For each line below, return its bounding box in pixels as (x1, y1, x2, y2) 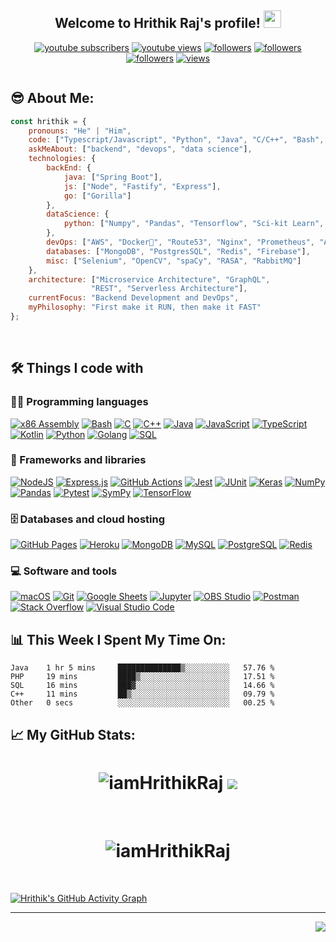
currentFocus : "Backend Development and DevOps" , (28, 293, 240, 303)
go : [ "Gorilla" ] (63, 191, 132, 201)
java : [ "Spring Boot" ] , (63, 172, 163, 182)
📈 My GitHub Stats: (10, 726, 136, 743)
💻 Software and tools (10, 564, 118, 578)
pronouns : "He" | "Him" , (28, 126, 132, 136)
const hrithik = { (10, 116, 87, 126)
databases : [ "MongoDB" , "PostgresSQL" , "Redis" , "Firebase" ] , (46, 246, 311, 256)
